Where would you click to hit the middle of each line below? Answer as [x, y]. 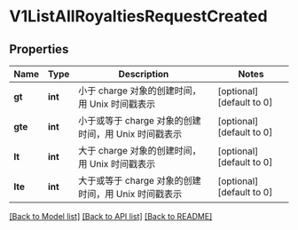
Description [144, 74]
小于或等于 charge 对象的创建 [140, 120]
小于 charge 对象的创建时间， [140, 91]
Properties [39, 49]
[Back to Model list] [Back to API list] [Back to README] [111, 216]
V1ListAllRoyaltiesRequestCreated [138, 16]
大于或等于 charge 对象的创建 [140, 181]
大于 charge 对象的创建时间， [140, 151]
